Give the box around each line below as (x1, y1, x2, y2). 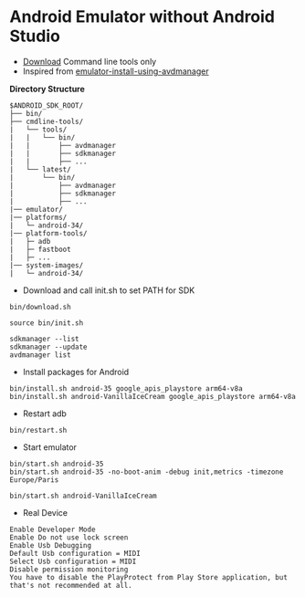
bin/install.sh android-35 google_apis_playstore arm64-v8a (9, 383, 244, 393)
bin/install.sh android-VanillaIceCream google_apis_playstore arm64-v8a (9, 392, 297, 401)
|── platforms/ (9, 213, 68, 222)
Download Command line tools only (22, 56, 157, 67)
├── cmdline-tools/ (9, 117, 84, 126)
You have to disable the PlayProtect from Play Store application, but (9, 572, 288, 581)
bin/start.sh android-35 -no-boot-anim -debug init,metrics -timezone (9, 467, 284, 477)
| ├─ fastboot (9, 245, 71, 254)
